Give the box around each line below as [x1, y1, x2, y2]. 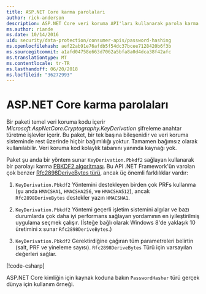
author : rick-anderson [6, 15, 64, 21]
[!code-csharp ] [6, 262, 45, 269]
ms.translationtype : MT [6, 55, 67, 61]
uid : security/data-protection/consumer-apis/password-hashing [6, 37, 172, 43]
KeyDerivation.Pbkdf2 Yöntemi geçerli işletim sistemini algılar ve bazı [15, 206, 189, 213]
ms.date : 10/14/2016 [6, 32, 59, 38]
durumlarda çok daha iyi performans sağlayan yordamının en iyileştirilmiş [15, 213, 200, 220]
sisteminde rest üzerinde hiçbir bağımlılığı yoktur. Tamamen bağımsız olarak [6, 138, 198, 145]
